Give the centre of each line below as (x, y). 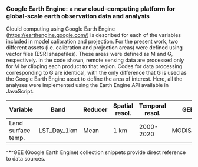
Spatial (123, 106)
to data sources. (26, 159)
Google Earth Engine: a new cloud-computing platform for (91, 9)
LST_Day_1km (58, 131)
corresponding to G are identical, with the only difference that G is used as (96, 73)
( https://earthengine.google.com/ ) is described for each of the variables (94, 35)
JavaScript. (20, 91)
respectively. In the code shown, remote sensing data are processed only (95, 60)
